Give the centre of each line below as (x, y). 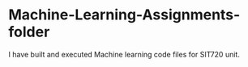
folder (29, 32)
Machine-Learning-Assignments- (124, 15)
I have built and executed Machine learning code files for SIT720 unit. (124, 54)
